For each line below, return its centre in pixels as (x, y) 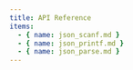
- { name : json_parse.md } (69, 52)
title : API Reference (51, 18)
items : (22, 26)
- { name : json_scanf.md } (69, 35)
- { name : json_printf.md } (71, 43)
